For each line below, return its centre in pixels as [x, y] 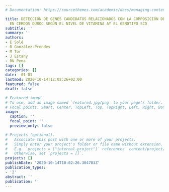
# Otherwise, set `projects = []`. [45, 153]
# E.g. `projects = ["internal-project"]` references [65, 149]
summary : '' [18, 33]
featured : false [22, 84]
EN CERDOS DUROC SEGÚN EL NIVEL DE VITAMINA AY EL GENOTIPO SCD [78, 24]
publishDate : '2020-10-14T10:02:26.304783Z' [53, 163]
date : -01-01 [19, 75]
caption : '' [22, 117]
